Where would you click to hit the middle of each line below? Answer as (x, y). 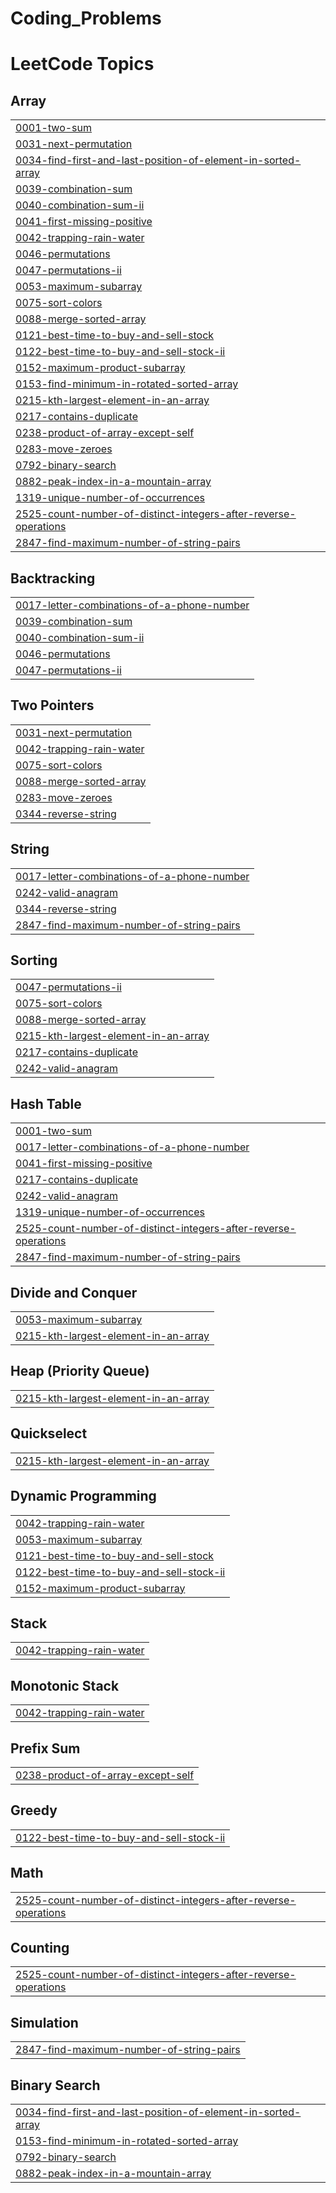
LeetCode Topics (82, 64)
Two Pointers (52, 705)
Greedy (34, 1810)
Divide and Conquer (74, 1292)
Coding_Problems (86, 18)
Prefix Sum (45, 1748)
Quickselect (49, 1433)
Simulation (44, 2022)
